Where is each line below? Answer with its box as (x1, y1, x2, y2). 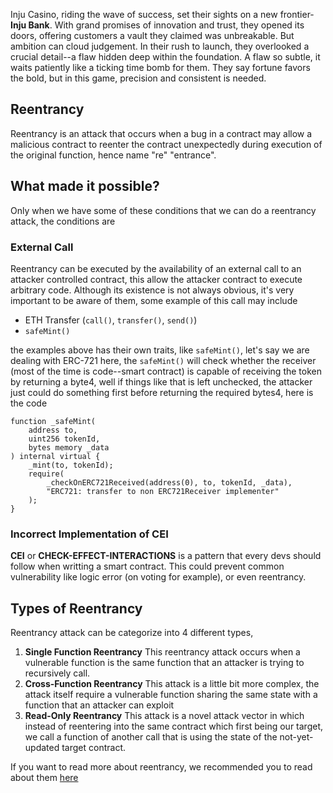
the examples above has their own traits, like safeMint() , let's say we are (10, 344, 310, 356)
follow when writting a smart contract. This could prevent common (10, 560, 285, 573)
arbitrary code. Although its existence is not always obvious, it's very (10, 284, 295, 296)
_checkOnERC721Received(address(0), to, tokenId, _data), (46, 477, 293, 488)
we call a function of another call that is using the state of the (24, 731, 278, 743)
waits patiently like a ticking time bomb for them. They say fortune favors (10, 62, 311, 73)
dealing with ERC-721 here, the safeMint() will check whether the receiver (10, 354, 317, 366)
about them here (10, 772, 79, 784)
